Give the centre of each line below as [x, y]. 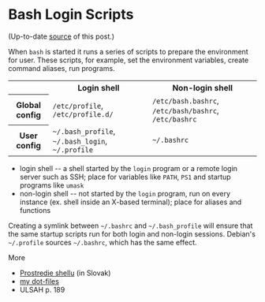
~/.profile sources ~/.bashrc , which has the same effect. [103, 242]
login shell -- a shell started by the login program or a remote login [129, 168]
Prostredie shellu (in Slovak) [65, 273]
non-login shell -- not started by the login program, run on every [125, 193]
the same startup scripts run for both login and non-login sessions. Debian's [132, 233]
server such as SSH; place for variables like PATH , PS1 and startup [125, 177]
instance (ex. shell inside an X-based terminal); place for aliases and [131, 202]
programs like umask [52, 185]
